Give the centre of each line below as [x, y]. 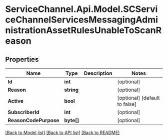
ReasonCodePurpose [33, 120]
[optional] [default [138, 98]
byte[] [72, 120]
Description [98, 73]
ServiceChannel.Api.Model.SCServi [81, 9]
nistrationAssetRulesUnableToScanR [83, 30]
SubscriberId [23, 112]
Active [16, 101]
